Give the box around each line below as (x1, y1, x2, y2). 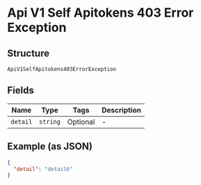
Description (102, 105, 141, 115)
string (39, 118, 61, 126)
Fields (7, 85, 35, 97)
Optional (67, 117, 95, 127)
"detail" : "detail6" (13, 166, 73, 172)
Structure (7, 47, 50, 59)
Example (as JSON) (7, 140, 93, 152)
